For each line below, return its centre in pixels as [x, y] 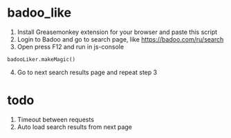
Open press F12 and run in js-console [71, 46]
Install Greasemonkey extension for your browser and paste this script [117, 32]
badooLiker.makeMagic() [41, 59]
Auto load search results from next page [75, 127]
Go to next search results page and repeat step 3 [87, 72]
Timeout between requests [56, 119]
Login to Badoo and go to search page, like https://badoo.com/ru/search [120, 39]
